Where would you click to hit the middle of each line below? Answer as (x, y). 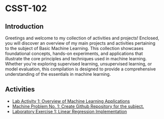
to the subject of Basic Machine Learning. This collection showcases (74, 48)
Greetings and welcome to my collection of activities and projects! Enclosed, (82, 38)
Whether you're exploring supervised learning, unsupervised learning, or (79, 64)
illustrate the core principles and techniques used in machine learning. (76, 59)
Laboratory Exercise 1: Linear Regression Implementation (70, 111)
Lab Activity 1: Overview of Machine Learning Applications (71, 101)
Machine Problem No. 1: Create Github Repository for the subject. (78, 106)
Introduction (24, 26)
